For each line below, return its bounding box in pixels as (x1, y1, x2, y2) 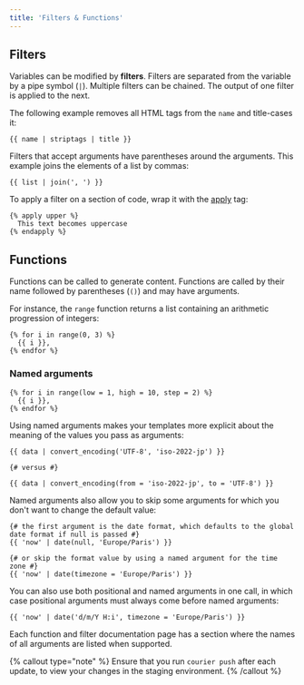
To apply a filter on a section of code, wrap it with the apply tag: (9, 194, 249, 205)
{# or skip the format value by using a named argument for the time (9, 553, 279, 563)
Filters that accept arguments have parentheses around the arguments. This (9, 151, 294, 161)
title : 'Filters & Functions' (9, 13, 124, 23)
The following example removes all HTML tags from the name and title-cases (9, 108, 293, 119)
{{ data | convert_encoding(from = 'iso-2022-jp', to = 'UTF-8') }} (9, 478, 274, 488)
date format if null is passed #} (9, 530, 141, 539)
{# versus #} (9, 463, 59, 472)
